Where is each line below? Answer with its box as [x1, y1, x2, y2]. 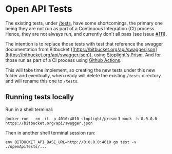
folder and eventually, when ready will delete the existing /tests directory [5, 72, 161, 78]
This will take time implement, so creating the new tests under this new [5, 67, 156, 73]
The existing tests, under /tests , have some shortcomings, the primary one [5, 20, 163, 26]
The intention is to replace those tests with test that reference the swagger [5, 40, 163, 47]
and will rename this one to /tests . [5, 78, 79, 84]
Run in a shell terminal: [5, 106, 53, 113]
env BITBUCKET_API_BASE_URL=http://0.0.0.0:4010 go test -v [5, 139, 137, 145]
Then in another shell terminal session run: [5, 129, 95, 136]
